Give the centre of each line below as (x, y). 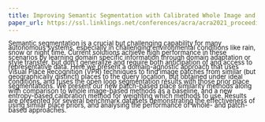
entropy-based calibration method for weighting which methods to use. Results (127, 96)
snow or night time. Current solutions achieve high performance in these (118, 52)
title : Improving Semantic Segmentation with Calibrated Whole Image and (132, 15)
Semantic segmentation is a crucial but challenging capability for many (115, 43)
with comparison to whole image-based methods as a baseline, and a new (120, 91)
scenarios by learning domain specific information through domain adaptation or (129, 57)
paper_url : (26, 23)
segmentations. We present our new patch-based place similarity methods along (130, 86)
